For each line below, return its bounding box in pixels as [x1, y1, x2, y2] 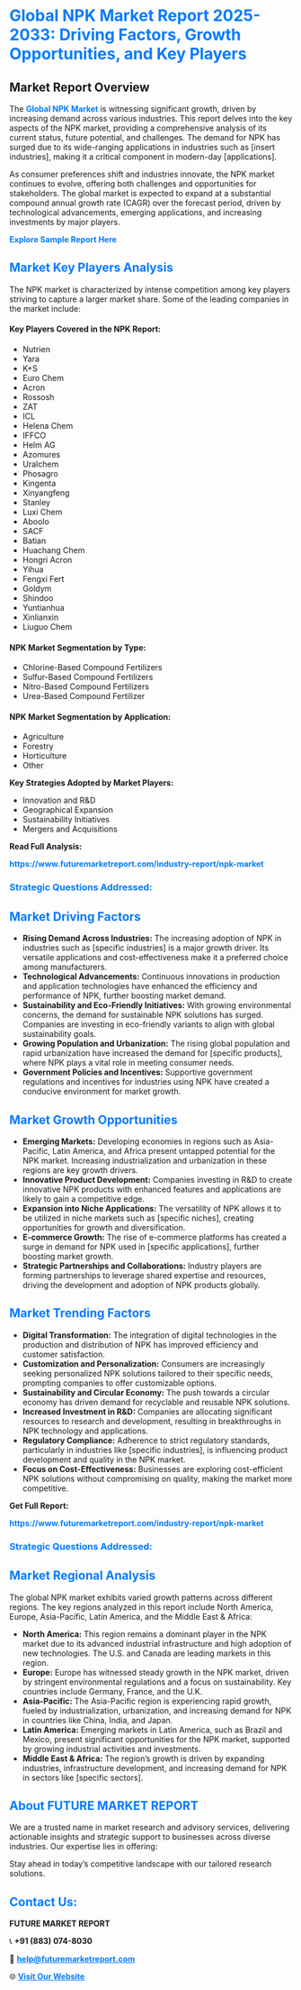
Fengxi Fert [22, 574, 65, 585]
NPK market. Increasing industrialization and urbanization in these [22, 1155, 268, 1166]
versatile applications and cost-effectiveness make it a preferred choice [22, 952, 289, 963]
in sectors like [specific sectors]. [22, 1772, 144, 1783]
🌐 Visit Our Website [9, 1971, 85, 1982]
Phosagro [22, 468, 58, 479]
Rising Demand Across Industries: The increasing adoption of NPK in [22, 933, 282, 944]
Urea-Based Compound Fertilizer [22, 691, 146, 702]
